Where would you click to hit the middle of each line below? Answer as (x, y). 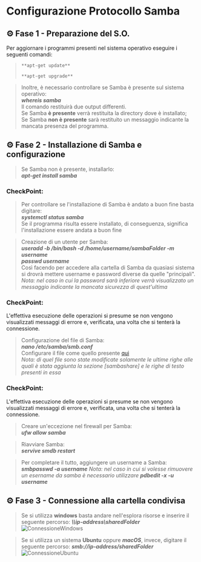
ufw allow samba (43, 432)
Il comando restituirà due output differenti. (74, 107)
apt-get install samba (49, 175)
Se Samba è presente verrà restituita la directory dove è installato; (104, 113)
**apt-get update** (46, 65)
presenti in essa (41, 372)
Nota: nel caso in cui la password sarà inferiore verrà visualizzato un (107, 280)
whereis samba (41, 100)
